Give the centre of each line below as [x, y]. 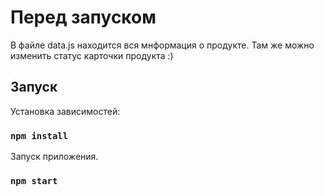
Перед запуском [83, 17]
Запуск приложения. [54, 157]
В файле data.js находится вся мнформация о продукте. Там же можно [162, 45]
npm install [39, 135]
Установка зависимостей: [65, 111]
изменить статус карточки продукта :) [92, 55]
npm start [34, 180]
